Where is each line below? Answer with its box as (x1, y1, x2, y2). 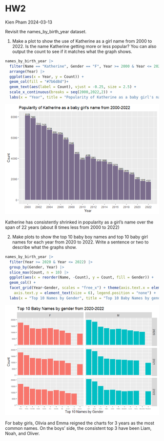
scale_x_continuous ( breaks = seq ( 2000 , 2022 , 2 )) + (9, 90, 112, 95)
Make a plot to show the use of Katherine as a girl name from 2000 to (12, 38, 152, 44)
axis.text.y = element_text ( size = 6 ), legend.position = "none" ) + (14, 291, 156, 295)
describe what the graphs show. (12, 244, 77, 250)
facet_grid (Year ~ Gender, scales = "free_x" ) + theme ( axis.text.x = (9, 285, 150, 291)
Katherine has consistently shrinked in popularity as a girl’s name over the (5, 219, 154, 225)
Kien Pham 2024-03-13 (5, 19, 53, 25)
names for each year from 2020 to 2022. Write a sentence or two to (12, 239, 149, 245)
